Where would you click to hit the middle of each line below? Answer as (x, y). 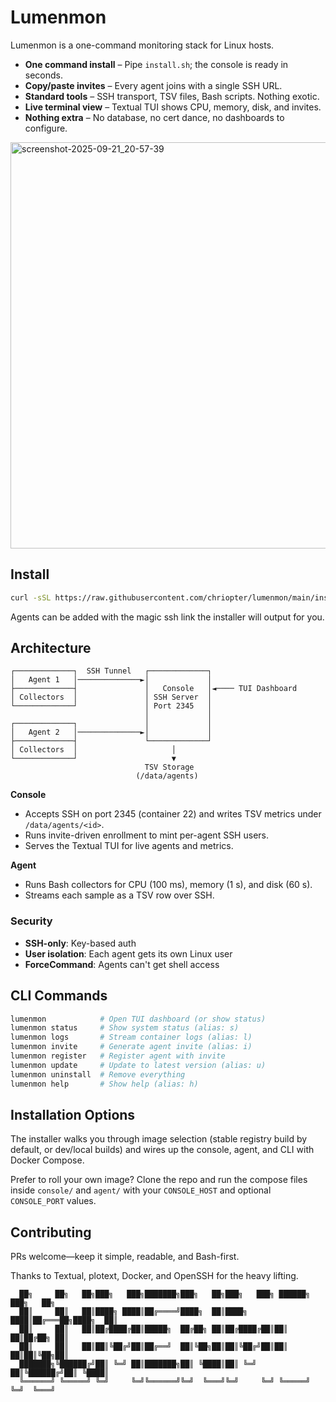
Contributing (51, 1232)
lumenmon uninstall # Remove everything (98, 1074)
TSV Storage (169, 767)
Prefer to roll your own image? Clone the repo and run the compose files (159, 1180)
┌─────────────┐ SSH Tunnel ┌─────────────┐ (111, 671)
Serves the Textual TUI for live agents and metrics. (129, 846)
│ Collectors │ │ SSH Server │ (111, 697)
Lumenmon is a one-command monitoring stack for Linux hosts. (142, 45)
